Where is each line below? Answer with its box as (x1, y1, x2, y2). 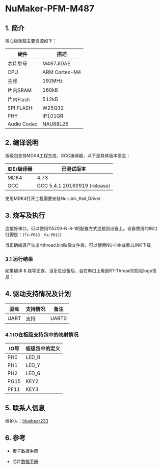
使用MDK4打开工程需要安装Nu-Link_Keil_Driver (5, 195, 101, 201)
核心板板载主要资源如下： (5, 38, 57, 43)
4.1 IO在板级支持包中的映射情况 (5, 331, 79, 338)
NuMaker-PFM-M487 (5, 3, 95, 14)
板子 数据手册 (12, 448, 38, 454)
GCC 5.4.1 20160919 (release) (36, 182, 110, 189)
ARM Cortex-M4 (42, 69, 81, 76)
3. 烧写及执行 (5, 211, 45, 220)
